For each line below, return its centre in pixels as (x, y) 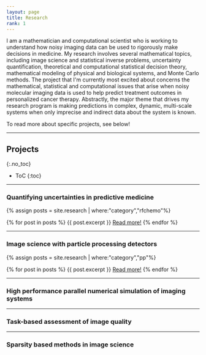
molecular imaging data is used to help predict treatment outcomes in (94, 93)
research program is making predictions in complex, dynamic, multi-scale (99, 106)
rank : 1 (16, 23)
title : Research (27, 18)
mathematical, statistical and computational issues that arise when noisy (98, 86)
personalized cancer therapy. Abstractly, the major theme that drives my (97, 99)
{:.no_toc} (19, 164)
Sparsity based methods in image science (70, 345)
